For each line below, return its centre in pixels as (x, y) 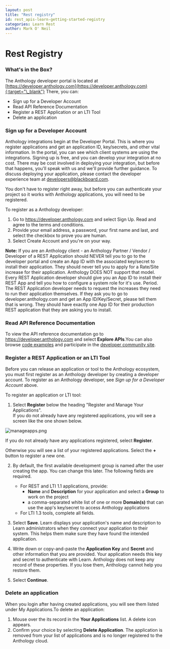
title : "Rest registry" (30, 15)
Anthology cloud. (30, 640)
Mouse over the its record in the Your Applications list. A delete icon (84, 619)
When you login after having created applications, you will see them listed (82, 604)
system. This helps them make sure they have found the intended (81, 533)
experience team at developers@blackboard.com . (57, 179)
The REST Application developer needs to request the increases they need (83, 288)
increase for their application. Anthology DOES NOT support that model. (80, 272)
